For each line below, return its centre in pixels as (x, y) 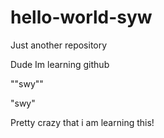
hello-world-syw (81, 17)
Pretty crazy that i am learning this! (82, 122)
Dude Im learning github (60, 64)
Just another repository (59, 45)
